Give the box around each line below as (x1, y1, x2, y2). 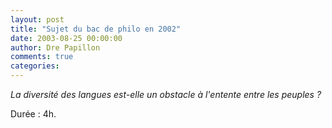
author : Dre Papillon (10, 42, 101, 53)
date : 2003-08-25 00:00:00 (10, 33, 123, 43)
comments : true (10, 52, 74, 62)
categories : (10, 61, 60, 71)
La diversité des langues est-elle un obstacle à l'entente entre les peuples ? (10, 89, 322, 100)
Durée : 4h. (10, 108, 57, 120)
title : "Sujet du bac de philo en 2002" (10, 24, 182, 34)
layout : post (10, 14, 65, 25)
